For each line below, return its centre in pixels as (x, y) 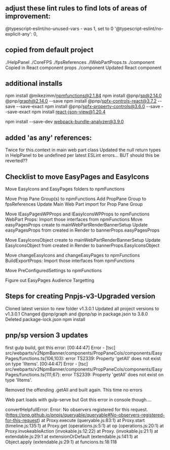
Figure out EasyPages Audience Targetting (50, 280)
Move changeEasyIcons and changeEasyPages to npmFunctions (73, 255)
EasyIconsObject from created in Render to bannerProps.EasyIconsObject (82, 245)
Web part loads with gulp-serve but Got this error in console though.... (78, 399)
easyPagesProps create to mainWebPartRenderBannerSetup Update (76, 225)
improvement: (28, 17)
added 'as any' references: (49, 137)
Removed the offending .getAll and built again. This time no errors (74, 390)
